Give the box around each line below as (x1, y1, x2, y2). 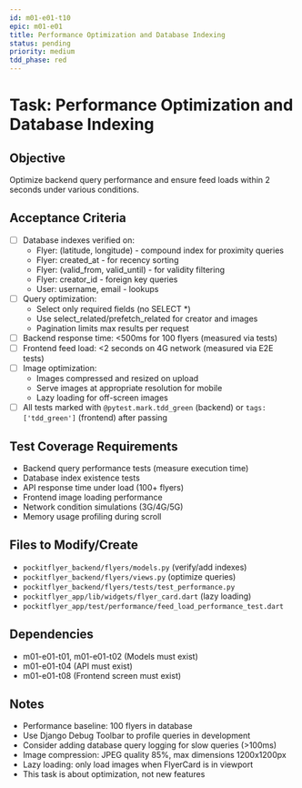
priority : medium (9, 47, 75, 56)
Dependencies (9, 627, 94, 642)
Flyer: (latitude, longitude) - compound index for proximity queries (35, 245, 285, 256)
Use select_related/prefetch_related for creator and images (35, 313, 258, 324)
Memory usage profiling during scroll (22, 511, 162, 521)
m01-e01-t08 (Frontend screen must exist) (22, 670, 182, 681)
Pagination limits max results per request (35, 322, 189, 333)
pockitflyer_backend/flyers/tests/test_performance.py (22, 582, 236, 591)
